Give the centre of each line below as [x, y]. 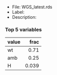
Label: [18, 12]
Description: [24, 17]
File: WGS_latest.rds [32, 7]
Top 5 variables [23, 29]
